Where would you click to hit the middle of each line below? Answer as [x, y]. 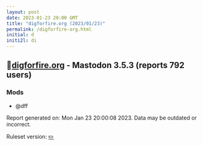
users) [19, 75]
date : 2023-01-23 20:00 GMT [42, 18]
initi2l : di [21, 40]
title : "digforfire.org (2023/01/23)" [56, 23]
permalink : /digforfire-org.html [49, 29]
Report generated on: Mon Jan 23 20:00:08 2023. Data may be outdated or [102, 118]
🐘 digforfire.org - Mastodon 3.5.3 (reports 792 [96, 65]
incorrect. [19, 124]
